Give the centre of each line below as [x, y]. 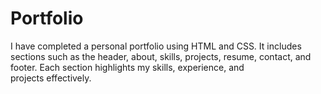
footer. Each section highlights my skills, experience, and [127, 67]
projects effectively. [51, 78]
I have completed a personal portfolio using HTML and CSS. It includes [156, 46]
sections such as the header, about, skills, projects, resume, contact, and [161, 56]
